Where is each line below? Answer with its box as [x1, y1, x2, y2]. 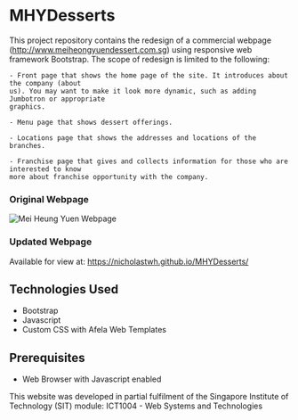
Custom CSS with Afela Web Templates [21, 325, 167, 335]
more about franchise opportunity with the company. [9, 172, 209, 181]
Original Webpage [9, 193, 89, 205]
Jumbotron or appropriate [9, 95, 105, 103]
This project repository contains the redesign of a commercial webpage [9, 35, 272, 45]
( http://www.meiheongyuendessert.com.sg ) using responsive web [9, 44, 253, 54]
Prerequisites [9, 350, 85, 366]
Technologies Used [9, 282, 118, 297]
